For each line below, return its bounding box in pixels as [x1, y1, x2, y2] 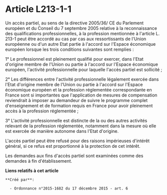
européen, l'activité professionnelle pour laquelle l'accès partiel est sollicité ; [5, 66, 163, 73]
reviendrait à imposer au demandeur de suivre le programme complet [5, 97, 148, 103]
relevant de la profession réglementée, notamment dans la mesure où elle [5, 123, 157, 129]
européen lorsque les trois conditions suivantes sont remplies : [5, 46, 134, 52]
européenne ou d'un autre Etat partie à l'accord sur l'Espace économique [5, 41, 156, 47]
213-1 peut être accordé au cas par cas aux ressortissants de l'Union [5, 36, 147, 42]
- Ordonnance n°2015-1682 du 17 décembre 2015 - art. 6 [9, 186, 128, 191]
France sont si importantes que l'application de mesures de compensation [5, 92, 158, 98]
